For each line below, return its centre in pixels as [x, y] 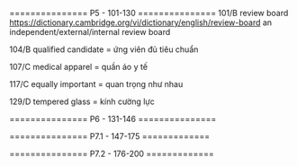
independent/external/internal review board [90, 32]
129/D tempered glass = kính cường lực [82, 101]
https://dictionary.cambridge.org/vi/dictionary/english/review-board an [141, 22]
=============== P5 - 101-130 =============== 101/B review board [149, 13]
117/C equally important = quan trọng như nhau [96, 84]
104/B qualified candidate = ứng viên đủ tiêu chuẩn [104, 49]
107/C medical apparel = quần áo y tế [79, 67]
